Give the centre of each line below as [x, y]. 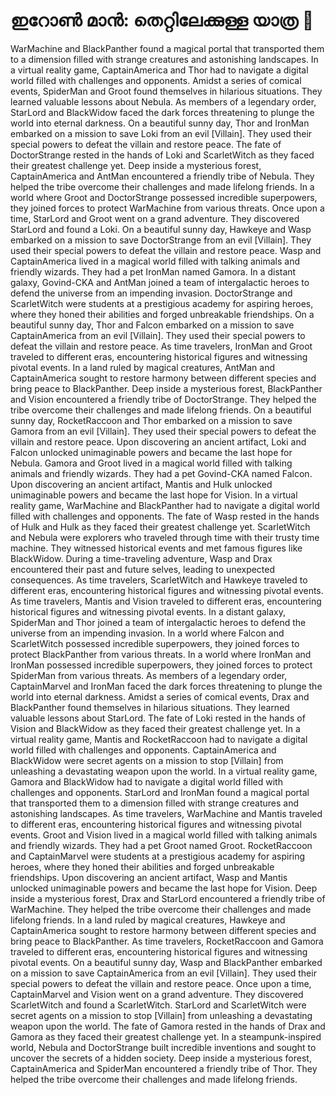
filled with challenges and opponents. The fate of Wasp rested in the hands [165, 516]
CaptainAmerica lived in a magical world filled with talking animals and [155, 261]
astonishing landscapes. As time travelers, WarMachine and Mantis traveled [166, 813]
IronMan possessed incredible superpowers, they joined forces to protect [161, 665]
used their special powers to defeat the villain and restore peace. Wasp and [166, 250]
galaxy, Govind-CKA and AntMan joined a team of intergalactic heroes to [160, 282]
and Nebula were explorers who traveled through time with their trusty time [165, 537]
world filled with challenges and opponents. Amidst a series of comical [156, 80]
